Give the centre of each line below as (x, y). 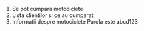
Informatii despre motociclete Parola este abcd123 (75, 22)
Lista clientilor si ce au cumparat (53, 15)
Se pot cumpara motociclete (47, 9)
